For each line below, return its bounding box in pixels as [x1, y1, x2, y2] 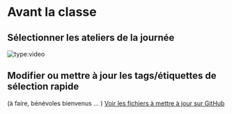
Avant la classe [7, 4, 97, 20]
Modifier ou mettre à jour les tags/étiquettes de [7, 70, 217, 82]
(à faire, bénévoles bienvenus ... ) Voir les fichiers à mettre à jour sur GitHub [7, 99, 225, 107]
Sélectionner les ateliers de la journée [7, 32, 175, 44]
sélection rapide [7, 81, 79, 93]
